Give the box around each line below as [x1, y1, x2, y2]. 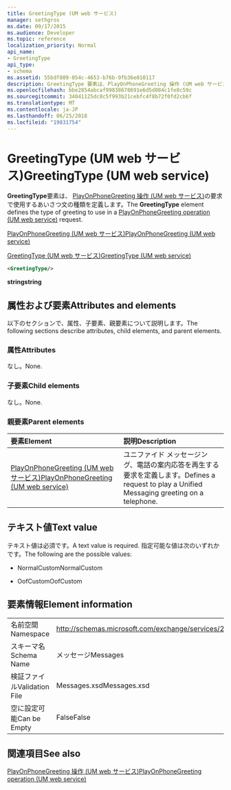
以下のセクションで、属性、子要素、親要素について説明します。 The [7, 319, 198, 328]
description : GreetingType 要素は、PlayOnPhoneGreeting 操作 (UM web [7, 81, 204, 87]
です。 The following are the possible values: [7, 550, 132, 558]
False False [56, 712, 91, 722]
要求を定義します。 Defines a [123, 471, 216, 480]
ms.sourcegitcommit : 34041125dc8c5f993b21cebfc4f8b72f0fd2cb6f [7, 94, 192, 100]
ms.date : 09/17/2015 [7, 23, 67, 30]
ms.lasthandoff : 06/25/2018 [7, 112, 88, 119]
